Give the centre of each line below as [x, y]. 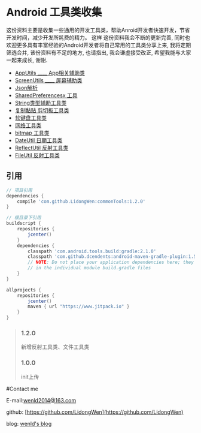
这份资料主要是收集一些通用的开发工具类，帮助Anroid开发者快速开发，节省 [98, 30]
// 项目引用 [19, 190]
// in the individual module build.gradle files [89, 268]
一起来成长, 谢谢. [27, 60]
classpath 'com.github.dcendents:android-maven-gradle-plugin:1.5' [113, 257]
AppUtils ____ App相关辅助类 [50, 73]
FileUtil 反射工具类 [37, 155]
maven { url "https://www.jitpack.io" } [79, 306]
